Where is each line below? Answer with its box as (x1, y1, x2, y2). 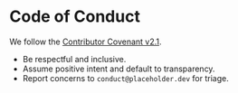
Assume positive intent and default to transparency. (22, 63, 215, 74)
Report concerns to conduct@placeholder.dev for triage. (22, 72, 229, 83)
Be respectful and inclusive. (22, 53, 127, 64)
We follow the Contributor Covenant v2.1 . (9, 36, 162, 47)
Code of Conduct (9, 6, 140, 27)
